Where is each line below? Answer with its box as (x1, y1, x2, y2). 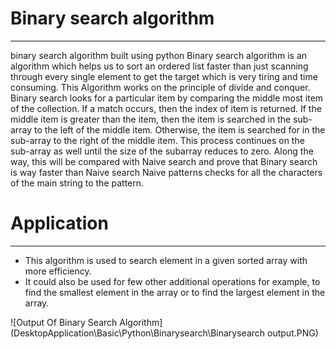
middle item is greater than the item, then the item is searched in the (10, 113, 292, 125)
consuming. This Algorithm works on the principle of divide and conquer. (10, 81, 311, 93)
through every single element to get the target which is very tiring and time (10, 70, 318, 82)
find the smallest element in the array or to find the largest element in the (24, 286, 326, 298)
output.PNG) (267, 327, 319, 339)
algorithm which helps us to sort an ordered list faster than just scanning (10, 60, 309, 72)
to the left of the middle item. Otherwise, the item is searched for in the (34, 123, 326, 136)
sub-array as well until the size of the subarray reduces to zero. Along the (10, 145, 314, 157)
